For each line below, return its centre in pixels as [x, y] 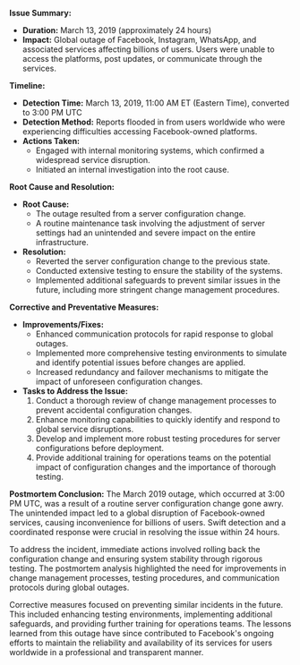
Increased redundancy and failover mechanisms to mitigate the [152, 372]
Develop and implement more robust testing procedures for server [158, 439]
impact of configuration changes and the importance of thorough [156, 467]
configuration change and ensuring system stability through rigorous [136, 559]
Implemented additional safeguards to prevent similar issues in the [158, 280]
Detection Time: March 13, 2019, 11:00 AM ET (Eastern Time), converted [155, 103]
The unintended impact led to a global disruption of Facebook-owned [137, 513]
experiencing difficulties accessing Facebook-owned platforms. [140, 132]
